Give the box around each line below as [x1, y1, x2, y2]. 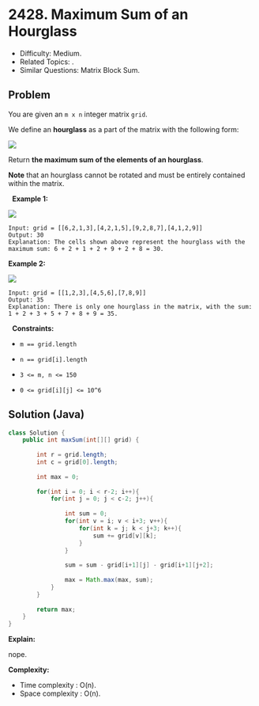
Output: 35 [8, 295, 44, 304]
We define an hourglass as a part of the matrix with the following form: [8, 124, 239, 134]
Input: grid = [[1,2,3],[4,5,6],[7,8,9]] [8, 289, 147, 297]
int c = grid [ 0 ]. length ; [36, 458, 118, 466]
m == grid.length [19, 340, 77, 348]
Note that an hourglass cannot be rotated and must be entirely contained [8, 170, 246, 180]
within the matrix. [8, 178, 65, 188]
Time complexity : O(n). [19, 681, 96, 690]
